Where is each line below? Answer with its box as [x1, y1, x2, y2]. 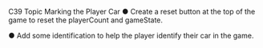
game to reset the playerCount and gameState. [8, 15, 163, 25]
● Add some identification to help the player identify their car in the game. [8, 31, 254, 40]
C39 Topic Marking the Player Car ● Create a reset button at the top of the [8, 7, 256, 16]
